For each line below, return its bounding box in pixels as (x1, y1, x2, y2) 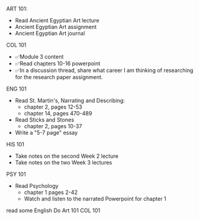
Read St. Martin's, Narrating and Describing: (14, 97, 125, 104)
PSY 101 (6, 170, 26, 178)
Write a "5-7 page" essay (14, 129, 78, 136)
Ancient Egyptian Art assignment (14, 24, 97, 30)
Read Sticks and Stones (14, 116, 74, 123)
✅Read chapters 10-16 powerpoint (14, 60, 101, 67)
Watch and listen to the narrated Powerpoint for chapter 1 (24, 195, 167, 202)
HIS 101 (6, 141, 25, 147)
